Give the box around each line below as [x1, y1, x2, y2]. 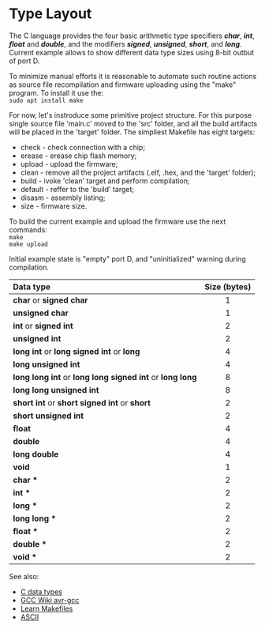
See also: [9, 571, 39, 581]
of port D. [9, 56, 40, 66]
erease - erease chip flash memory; [20, 151, 137, 160]
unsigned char [13, 307, 69, 318]
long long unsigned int [13, 384, 99, 395]
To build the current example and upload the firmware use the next [9, 217, 226, 226]
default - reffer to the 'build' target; [20, 184, 135, 194]
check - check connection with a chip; [20, 142, 145, 152]
